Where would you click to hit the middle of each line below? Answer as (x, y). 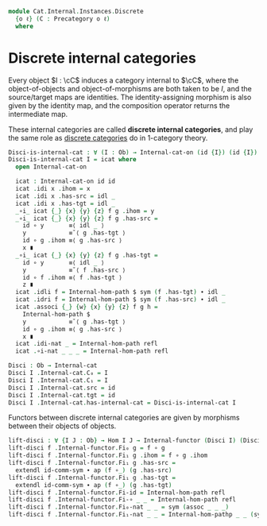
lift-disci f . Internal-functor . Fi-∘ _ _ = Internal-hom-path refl (122, 500)
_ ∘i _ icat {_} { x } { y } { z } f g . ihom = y (85, 211)
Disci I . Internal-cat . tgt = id (62, 395)
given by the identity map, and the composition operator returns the (119, 105)
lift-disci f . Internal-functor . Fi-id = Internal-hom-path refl (117, 493)
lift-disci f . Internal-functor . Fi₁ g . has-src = (92, 463)
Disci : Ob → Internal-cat (53, 365)
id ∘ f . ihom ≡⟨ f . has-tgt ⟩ (73, 277)
